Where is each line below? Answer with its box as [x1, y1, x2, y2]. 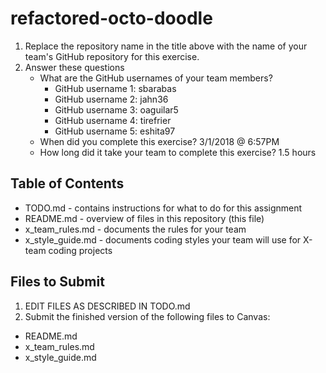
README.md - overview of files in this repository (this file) [24, 212, 265, 224]
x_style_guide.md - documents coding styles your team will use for [24, 233, 302, 246]
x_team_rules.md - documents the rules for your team [24, 223, 247, 235]
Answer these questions [24, 61, 125, 73]
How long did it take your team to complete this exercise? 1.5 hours [39, 146, 317, 158]
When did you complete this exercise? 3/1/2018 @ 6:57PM [39, 135, 280, 147]
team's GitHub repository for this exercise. [24, 50, 200, 62]
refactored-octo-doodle [10, 7, 213, 30]
